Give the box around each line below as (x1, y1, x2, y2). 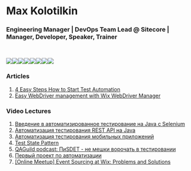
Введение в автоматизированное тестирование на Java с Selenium (14, 121, 185, 128)
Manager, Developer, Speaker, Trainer (6, 33, 117, 41)
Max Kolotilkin (6, 4, 78, 18)
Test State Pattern (14, 140, 59, 147)
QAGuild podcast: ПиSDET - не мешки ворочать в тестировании (14, 145, 176, 153)
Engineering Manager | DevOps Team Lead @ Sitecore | (6, 26, 170, 34)
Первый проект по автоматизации (14, 152, 102, 159)
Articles (6, 72, 30, 81)
